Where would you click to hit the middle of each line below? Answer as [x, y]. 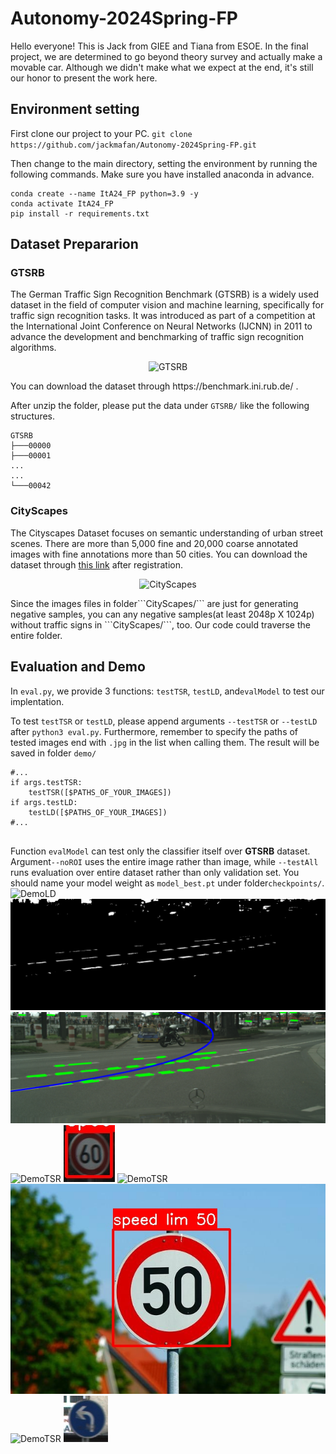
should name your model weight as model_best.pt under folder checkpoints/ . [167, 883]
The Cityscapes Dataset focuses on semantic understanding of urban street [166, 533]
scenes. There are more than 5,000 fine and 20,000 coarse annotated [154, 543]
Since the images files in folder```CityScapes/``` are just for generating [154, 603]
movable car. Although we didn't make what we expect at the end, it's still [162, 67]
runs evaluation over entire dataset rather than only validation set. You [155, 872]
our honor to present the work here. [84, 78]
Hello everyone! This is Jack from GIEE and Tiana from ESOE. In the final [159, 46]
